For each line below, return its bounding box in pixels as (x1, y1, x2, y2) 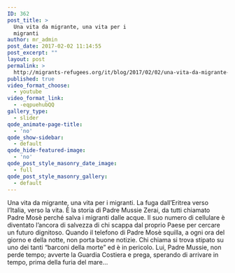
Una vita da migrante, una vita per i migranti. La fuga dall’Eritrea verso (7, 199, 208, 207)
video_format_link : (7, 95, 64, 102)
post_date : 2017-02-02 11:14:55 (7, 43, 101, 50)
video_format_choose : (7, 82, 71, 89)
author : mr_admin (7, 36, 58, 43)
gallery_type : (7, 108, 49, 115)
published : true (7, 75, 55, 83)
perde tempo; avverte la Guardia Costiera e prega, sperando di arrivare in (7, 251, 219, 259)
